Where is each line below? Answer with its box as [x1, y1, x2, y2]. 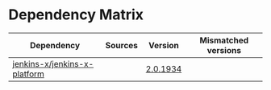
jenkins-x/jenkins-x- [12, 58, 94, 69]
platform [12, 68, 44, 80]
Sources [105, 39, 139, 51]
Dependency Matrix [8, 6, 144, 24]
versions [206, 44, 242, 55]
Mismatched [199, 35, 249, 46]
